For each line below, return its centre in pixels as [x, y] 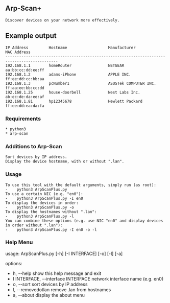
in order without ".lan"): [34, 225]
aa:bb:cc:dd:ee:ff [25, 70]
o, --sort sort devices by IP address [50, 284]
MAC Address [18, 52]
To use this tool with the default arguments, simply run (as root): [81, 185]
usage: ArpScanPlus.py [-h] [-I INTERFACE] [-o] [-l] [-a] [64, 253]
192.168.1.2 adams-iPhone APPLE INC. [68, 74]
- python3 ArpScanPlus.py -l [40, 216]
